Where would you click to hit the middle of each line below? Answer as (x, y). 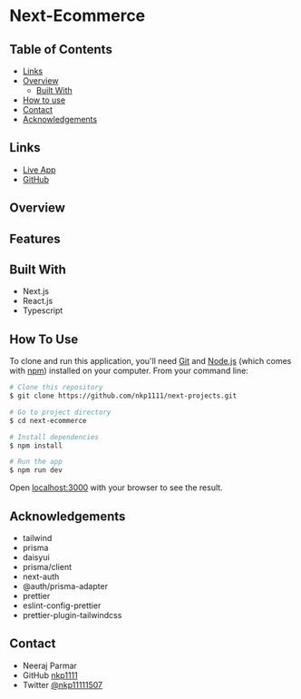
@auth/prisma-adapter (65, 586)
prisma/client (47, 567)
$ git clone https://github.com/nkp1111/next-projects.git (123, 396)
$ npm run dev (36, 470)
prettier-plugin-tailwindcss (72, 615)
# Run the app (36, 462)
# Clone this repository (56, 388)
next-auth (41, 576)
